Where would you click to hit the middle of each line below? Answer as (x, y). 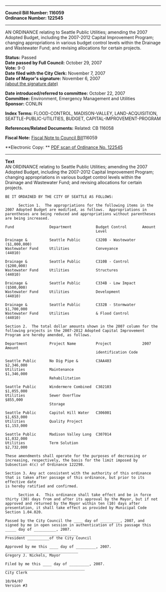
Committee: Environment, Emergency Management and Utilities (70, 99)
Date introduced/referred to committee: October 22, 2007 (65, 93)
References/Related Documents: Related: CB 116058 (60, 128)
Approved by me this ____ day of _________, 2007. (58, 547)
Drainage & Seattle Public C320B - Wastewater (70, 240)
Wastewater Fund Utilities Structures (62, 270)
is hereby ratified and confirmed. (42, 486)
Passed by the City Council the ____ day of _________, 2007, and (75, 521)
